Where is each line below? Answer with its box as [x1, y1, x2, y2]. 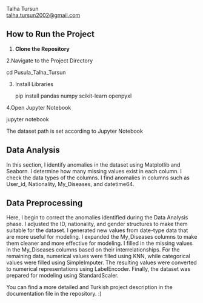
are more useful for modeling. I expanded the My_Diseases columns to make [6, 233, 198, 241]
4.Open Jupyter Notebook [6, 104, 72, 111]
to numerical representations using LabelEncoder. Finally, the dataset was [6, 265, 191, 273]
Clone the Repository [15, 45, 70, 52]
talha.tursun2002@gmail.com [6, 12, 81, 19]
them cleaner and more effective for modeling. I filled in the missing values [6, 239, 193, 247]
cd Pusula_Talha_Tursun [6, 68, 66, 76]
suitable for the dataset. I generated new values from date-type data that [6, 227, 188, 234]
